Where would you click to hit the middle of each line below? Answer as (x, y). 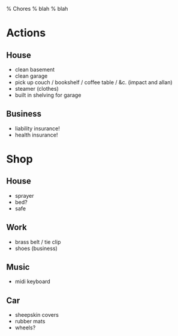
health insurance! (36, 135)
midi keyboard (33, 281)
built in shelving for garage (48, 95)
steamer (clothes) (37, 89)
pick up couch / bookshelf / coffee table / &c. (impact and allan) (93, 82)
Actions (26, 33)
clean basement (35, 69)
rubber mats (30, 322)
